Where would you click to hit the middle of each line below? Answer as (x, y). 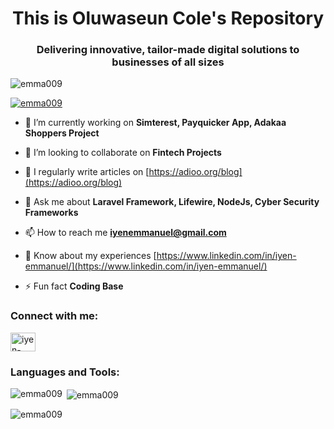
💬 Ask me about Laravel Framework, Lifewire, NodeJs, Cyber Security (172, 202)
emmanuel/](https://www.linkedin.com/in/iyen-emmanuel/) (146, 266)
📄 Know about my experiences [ (90, 256)
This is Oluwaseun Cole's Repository (168, 18)
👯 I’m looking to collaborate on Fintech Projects (123, 153)
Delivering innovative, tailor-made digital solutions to (168, 50)
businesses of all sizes (168, 62)
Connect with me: (54, 316)
